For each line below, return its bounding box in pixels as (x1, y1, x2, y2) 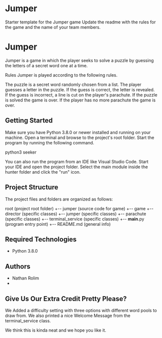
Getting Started (5, 117, 53, 125)
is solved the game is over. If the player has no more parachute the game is (5, 97, 156, 103)
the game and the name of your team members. (5, 24, 101, 30)
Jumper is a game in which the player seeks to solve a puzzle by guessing (5, 57, 154, 63)
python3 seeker (5, 149, 36, 155)
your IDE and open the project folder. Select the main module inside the (5, 164, 148, 170)
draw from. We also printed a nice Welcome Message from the (5, 313, 130, 318)
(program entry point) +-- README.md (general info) (5, 221, 111, 227)
